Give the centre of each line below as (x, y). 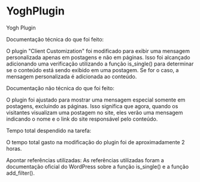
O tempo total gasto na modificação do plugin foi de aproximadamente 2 (96, 142)
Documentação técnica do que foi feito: (55, 39)
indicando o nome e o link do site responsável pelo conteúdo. (82, 119)
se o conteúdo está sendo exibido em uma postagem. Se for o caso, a (93, 70)
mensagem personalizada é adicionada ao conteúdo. (72, 76)
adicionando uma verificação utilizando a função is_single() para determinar (100, 64)
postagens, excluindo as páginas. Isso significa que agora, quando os (92, 106)
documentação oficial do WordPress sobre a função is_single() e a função (98, 166)
